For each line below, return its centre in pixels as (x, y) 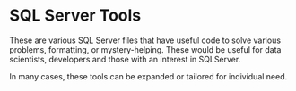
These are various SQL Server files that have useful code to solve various (145, 40)
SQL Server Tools (75, 16)
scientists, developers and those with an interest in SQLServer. (125, 59)
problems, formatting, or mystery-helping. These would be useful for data (145, 49)
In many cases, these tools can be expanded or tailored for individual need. (148, 76)
